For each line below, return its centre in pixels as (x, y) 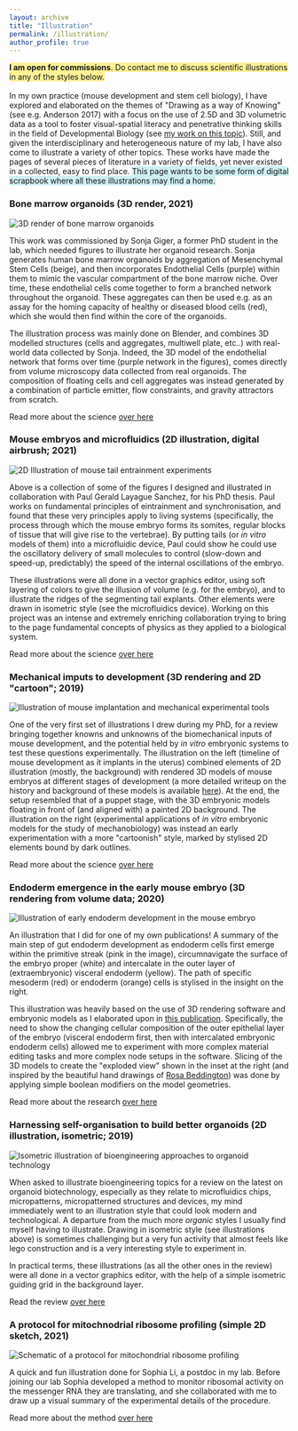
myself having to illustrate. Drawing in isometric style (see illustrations (137, 1229)
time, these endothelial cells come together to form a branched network (141, 288)
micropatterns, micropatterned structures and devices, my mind (126, 1201)
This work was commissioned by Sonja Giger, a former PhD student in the (144, 240)
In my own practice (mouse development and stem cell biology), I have (138, 96)
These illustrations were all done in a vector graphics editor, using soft (137, 580)
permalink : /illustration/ (59, 34)
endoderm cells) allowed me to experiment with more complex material (139, 1047)
